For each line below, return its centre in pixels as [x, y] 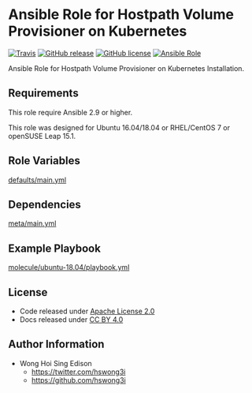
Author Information [56, 344]
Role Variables [44, 161]
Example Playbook [54, 248]
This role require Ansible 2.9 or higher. [70, 112]
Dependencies [44, 204]
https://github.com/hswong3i [78, 380]
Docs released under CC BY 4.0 [71, 320]
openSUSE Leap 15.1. [42, 136]
